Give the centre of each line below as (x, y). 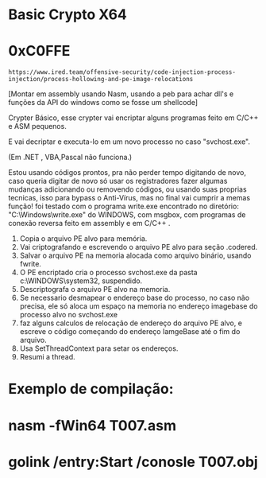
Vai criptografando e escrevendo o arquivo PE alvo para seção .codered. (139, 247)
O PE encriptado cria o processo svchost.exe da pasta (108, 273)
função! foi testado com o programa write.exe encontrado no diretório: (124, 206)
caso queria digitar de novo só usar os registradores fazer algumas (118, 181)
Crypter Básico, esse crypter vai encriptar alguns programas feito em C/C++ (133, 118)
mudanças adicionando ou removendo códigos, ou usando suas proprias (128, 189)
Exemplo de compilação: (91, 389)
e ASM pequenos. (38, 126)
